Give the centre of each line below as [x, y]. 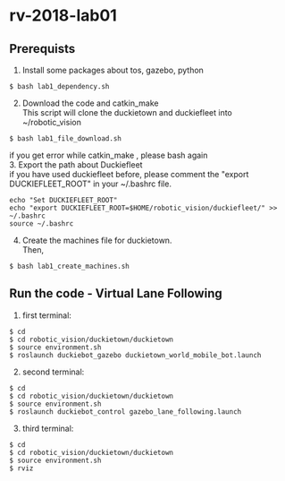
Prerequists [42, 49]
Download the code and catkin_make [90, 103]
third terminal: [48, 428]
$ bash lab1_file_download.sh [66, 139]
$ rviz [21, 468]
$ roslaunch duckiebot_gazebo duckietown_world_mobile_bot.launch [135, 355]
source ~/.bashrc [42, 224]
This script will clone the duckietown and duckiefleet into [127, 112]
